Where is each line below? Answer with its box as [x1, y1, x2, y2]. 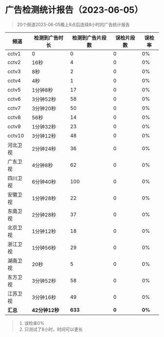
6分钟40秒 [31, 178, 56, 185]
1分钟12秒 [31, 228, 56, 235]
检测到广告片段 [72, 34, 106, 41]
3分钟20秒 [31, 105, 56, 112]
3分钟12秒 [31, 133, 56, 139]
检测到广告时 [34, 34, 63, 41]
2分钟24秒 [31, 145, 56, 152]
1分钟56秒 [31, 244, 56, 251]
